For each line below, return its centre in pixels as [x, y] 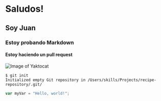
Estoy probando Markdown [40, 43]
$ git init [17, 75]
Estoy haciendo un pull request [39, 55]
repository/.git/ [24, 84]
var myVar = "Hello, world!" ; [38, 93]
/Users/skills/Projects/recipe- [122, 80]
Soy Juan [20, 28]
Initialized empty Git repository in [45, 80]
